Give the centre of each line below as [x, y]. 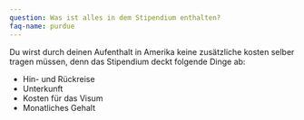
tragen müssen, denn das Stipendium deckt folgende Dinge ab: [127, 61]
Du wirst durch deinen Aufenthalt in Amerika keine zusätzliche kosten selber [152, 51]
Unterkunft [43, 88]
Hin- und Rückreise [59, 78]
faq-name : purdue [42, 26]
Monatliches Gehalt [59, 107]
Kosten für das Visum [63, 98]
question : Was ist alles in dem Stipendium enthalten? [115, 18]
